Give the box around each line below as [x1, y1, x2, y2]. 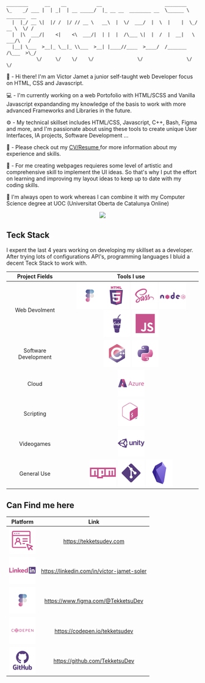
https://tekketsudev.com [63, 537, 125, 545]
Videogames [19, 440, 51, 447]
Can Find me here [6, 500, 74, 511]
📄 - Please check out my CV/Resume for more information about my [6, 144, 177, 150]
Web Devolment [15, 306, 55, 314]
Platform [11, 518, 34, 525]
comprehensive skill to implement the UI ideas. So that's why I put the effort [6, 169, 197, 175]
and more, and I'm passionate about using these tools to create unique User [6, 125, 197, 132]
